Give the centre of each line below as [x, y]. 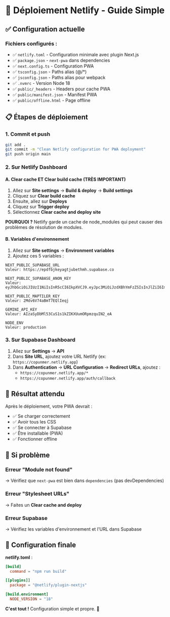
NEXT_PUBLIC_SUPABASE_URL [32, 265]
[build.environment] [27, 594]
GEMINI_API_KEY [21, 309]
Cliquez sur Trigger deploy [41, 207]
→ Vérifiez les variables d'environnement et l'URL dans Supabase [73, 529]
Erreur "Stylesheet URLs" [37, 494]
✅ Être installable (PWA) [38, 433]
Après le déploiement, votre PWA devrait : [49, 406]
